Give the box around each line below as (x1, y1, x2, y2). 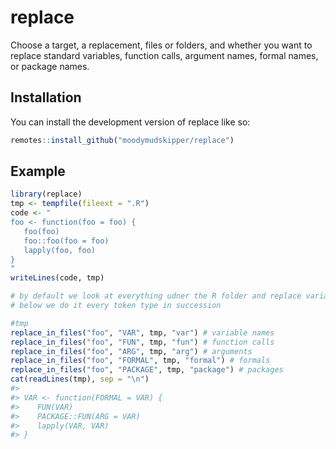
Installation (10, 89, 82, 106)
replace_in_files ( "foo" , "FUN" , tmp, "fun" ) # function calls (10, 337, 275, 347)
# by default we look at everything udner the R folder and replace (10, 291, 302, 301)
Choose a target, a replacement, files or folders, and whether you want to (10, 39, 313, 51)
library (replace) (10, 189, 83, 200)
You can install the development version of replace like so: (10, 116, 251, 128)
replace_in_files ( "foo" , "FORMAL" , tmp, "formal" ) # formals (10, 356, 271, 366)
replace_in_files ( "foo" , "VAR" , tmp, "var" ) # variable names (10, 327, 275, 338)
